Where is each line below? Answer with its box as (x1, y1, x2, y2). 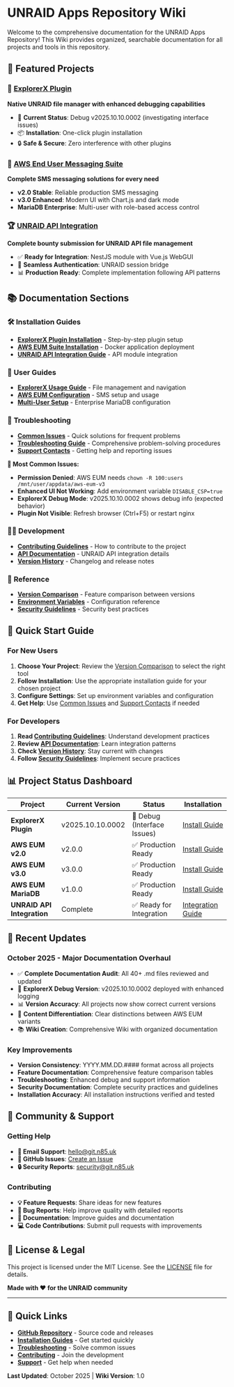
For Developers (7, 716, 61, 726)
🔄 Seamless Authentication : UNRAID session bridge (17, 261, 169, 269)
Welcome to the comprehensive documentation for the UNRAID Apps (7, 28, 205, 36)
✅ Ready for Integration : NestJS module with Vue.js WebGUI (17, 253, 194, 261)
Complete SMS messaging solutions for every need (7, 174, 159, 183)
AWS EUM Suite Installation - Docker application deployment (17, 343, 195, 351)
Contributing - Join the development (17, 1351, 124, 1359)
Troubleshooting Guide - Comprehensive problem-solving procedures (17, 439, 221, 447)
